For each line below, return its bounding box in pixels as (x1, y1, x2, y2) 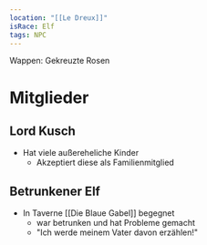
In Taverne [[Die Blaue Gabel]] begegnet (22, 208, 175, 219)
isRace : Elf (9, 22, 55, 31)
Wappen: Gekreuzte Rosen (9, 56, 110, 66)
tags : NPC (9, 30, 47, 39)
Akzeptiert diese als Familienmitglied (36, 157, 175, 168)
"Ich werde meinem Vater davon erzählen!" (36, 227, 199, 238)
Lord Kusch (9, 123, 76, 138)
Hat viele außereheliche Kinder (22, 148, 140, 158)
